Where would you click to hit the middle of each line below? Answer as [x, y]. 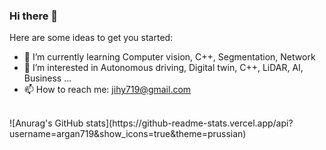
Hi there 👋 [34, 16]
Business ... [47, 78]
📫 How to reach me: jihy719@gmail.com [107, 90]
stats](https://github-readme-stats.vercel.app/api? [189, 123]
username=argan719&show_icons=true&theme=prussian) [128, 134]
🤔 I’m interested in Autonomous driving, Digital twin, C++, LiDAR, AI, [163, 68]
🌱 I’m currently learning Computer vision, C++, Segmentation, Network [169, 57]
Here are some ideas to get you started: [91, 38]
